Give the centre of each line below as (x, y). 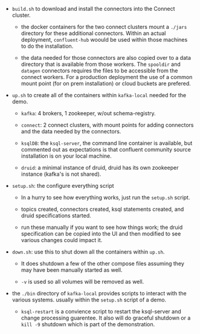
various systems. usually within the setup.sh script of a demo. (89, 300)
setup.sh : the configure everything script (63, 186)
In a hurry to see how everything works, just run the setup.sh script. (105, 198)
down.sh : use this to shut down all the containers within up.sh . (88, 252)
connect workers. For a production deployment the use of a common (107, 77)
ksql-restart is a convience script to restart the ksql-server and (101, 311)
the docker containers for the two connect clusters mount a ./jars (104, 27)
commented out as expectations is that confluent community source (106, 149)
